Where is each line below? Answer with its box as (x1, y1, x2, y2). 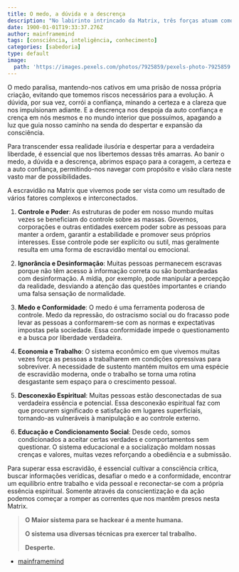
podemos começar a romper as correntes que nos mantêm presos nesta (7, 494, 220, 502)
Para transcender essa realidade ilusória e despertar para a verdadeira (7, 142, 215, 150)
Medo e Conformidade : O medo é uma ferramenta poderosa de (17, 303, 205, 312)
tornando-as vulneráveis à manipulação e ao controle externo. (17, 413, 201, 422)
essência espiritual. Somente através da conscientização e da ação (7, 487, 205, 495)
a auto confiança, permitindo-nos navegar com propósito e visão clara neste (7, 164, 232, 173)
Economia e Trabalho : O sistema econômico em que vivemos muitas (17, 346, 221, 356)
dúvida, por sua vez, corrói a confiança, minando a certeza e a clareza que (7, 97, 227, 107)
